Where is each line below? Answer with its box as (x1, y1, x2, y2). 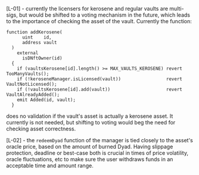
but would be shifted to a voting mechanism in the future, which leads (18, 11, 191, 18)
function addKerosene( (6, 29, 63, 35)
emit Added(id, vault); (17, 97, 76, 103)
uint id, (21, 35, 52, 40)
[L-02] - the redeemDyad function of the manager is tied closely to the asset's (6, 137, 194, 143)
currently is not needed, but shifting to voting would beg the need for (6, 119, 176, 126)
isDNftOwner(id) (21, 55, 63, 61)
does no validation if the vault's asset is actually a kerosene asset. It (6, 112, 173, 120)
